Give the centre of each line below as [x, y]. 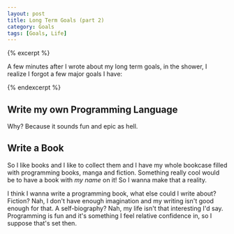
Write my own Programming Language [93, 109]
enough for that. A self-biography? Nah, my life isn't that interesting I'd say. [115, 208]
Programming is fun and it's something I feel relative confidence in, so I [110, 215]
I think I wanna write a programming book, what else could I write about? [112, 193]
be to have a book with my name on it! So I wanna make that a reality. [107, 180]
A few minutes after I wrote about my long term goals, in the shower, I [107, 66]
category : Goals [31, 27]
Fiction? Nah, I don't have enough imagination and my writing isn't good [111, 200]
